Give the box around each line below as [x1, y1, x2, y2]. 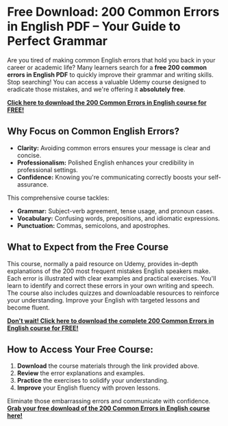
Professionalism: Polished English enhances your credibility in [16, 158, 194, 167]
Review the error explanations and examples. [16, 369, 145, 377]
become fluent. [7, 303, 50, 311]
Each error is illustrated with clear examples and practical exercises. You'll [7, 274, 217, 282]
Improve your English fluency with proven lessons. [16, 383, 161, 392]
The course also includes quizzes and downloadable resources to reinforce [7, 289, 220, 297]
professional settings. [16, 165, 79, 174]
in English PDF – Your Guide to [7, 19, 181, 34]
